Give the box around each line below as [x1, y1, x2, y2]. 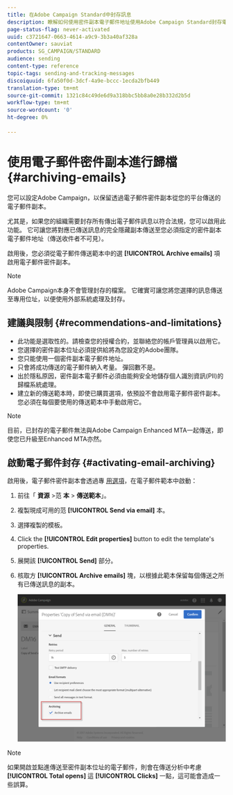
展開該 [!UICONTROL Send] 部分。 [17, 556, 117, 565]
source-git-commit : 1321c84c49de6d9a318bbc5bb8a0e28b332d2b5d [7, 92, 191, 99]
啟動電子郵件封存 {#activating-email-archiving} [7, 456, 216, 469]
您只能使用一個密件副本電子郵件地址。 [17, 354, 127, 362]
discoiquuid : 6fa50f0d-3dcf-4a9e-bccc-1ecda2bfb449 [7, 77, 159, 84]
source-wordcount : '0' [7, 106, 73, 114]
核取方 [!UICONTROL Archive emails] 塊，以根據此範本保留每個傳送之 [17, 571, 218, 580]
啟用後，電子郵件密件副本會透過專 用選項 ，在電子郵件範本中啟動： [7, 476, 198, 485]
